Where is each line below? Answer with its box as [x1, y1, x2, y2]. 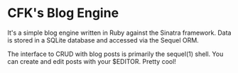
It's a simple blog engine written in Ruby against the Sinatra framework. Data [7, 28, 232, 37]
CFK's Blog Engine [7, 5, 119, 21]
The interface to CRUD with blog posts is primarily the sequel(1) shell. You [7, 50, 224, 58]
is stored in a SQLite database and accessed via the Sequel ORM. [7, 35, 199, 44]
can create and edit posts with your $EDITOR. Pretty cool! [7, 57, 176, 65]
